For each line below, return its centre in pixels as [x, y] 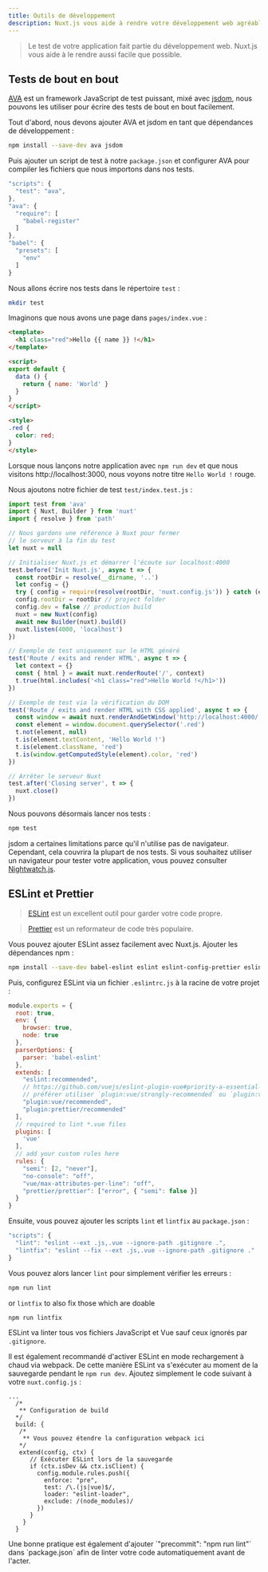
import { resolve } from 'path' [62, 519]
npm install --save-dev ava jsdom [66, 146]
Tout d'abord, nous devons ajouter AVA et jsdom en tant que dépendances [131, 122]
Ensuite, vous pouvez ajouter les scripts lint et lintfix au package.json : [129, 1221]
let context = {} [44, 666]
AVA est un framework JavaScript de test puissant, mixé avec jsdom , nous [130, 98]
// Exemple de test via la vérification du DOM [89, 703]
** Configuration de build [64, 1411]
